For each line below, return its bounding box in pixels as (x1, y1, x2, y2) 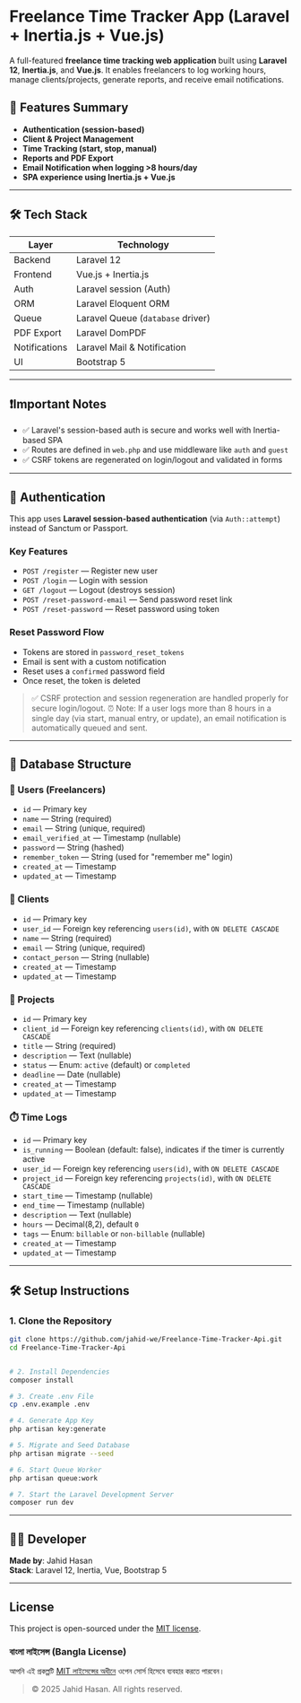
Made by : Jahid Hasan (9, 1555, 93, 1567)
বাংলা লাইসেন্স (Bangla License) (9, 1645, 127, 1657)
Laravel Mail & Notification (75, 341, 186, 354)
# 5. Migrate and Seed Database (9, 1441, 130, 1450)
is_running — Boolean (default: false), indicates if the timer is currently (21, 1144, 285, 1155)
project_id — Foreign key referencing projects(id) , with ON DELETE (21, 1173, 271, 1183)
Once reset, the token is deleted (21, 675, 141, 686)
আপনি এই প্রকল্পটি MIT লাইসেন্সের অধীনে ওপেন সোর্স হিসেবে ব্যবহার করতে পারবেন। (9, 1666, 226, 1677)
